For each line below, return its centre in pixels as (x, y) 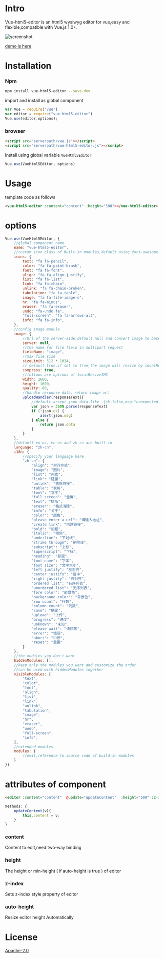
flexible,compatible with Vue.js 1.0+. (41, 27)
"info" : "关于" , (47, 511)
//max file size (39, 357)
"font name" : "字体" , (52, 561)
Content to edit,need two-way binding (43, 848)
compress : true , (39, 370)
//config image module (37, 329)
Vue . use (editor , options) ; (31, 119)
